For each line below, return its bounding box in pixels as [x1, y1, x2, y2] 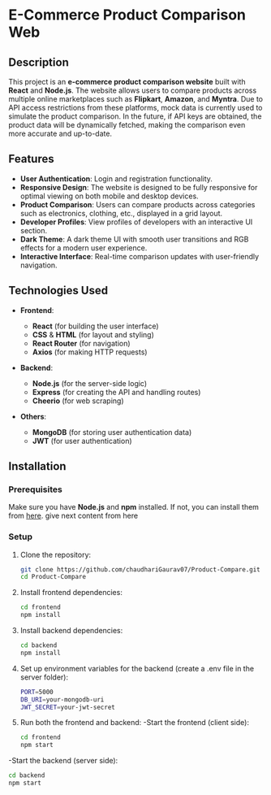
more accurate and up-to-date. [8, 128, 112, 138]
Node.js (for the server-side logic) [32, 378, 148, 388]
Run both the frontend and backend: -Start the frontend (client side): [19, 718, 250, 728]
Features [8, 152, 54, 166]
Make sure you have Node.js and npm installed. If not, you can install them [8, 502, 260, 512]
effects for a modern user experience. [19, 242, 148, 253]
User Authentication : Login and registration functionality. [19, 173, 213, 184]
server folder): [19, 672, 69, 682]
